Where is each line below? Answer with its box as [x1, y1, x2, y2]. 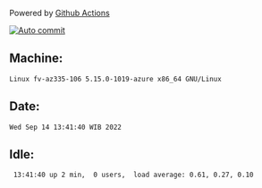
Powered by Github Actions [9, 8, 110, 18]
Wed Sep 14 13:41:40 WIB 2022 [9, 123, 123, 132]
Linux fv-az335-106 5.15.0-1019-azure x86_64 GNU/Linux [9, 74, 222, 83]
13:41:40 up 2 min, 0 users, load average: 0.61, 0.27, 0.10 [13, 170, 254, 180]
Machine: [9, 51, 63, 66]
